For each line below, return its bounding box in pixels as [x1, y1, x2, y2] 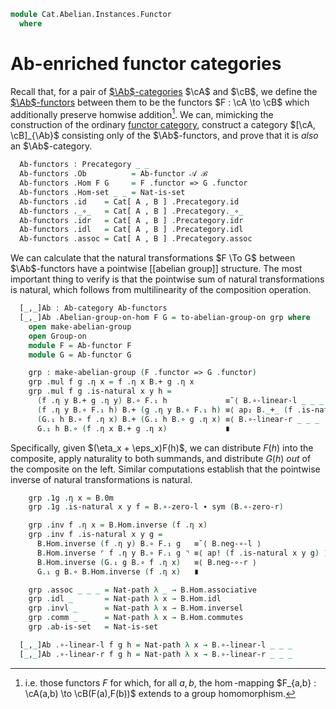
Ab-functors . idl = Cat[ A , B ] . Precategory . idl [19, 225, 244, 235]
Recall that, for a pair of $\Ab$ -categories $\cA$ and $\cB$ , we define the [10, 85, 318, 97]
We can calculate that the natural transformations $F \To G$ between [10, 252, 296, 264]
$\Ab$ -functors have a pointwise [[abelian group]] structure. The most [10, 263, 303, 275]
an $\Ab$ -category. [10, 140, 93, 152]
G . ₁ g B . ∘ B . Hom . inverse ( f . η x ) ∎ [36, 566, 199, 577]
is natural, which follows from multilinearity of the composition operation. [10, 284, 312, 296]
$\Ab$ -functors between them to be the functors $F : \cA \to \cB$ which [10, 96, 310, 108]
